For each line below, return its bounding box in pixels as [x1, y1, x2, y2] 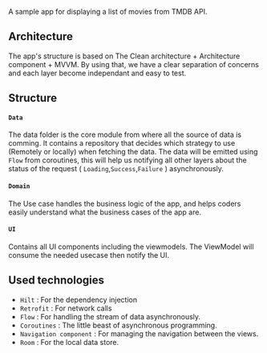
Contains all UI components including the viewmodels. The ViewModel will [8, 242, 254, 251]
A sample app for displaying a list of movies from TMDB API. [8, 7, 208, 16]
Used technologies [8, 274, 105, 287]
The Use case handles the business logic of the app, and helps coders [8, 199, 241, 208]
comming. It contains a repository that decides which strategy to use [8, 138, 236, 148]
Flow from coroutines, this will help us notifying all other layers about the [8, 155, 247, 165]
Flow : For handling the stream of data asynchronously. [19, 311, 201, 321]
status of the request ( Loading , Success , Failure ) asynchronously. [8, 164, 225, 174]
